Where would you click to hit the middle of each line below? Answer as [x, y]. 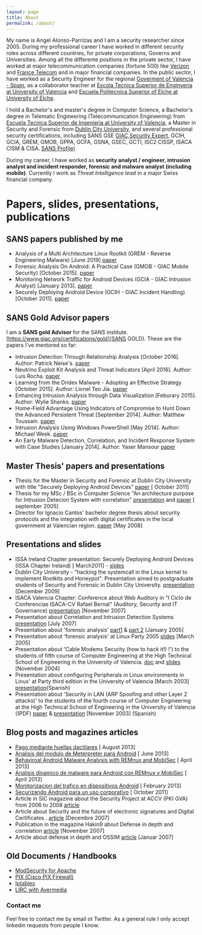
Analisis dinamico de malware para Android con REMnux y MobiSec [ [101, 773]
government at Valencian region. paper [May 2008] [79, 525]
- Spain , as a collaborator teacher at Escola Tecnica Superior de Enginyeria [99, 85]
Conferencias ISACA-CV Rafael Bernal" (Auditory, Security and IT [96, 604]
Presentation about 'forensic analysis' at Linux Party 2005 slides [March [105, 636]
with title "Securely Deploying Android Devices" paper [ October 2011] [102, 487]
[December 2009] [37, 591]
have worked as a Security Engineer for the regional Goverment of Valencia [100, 79]
